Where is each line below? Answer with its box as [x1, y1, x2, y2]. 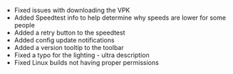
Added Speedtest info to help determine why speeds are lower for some [14, 13, 227, 22]
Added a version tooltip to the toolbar [14, 44, 124, 51]
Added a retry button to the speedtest [14, 28, 125, 37]
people [14, 21, 36, 29]
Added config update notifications [14, 36, 115, 44]
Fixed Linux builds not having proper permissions [14, 58, 159, 66]
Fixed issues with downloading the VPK [14, 6, 130, 14]
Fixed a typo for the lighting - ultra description [14, 51, 150, 59]
